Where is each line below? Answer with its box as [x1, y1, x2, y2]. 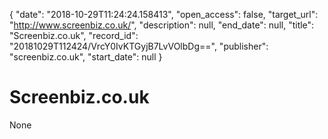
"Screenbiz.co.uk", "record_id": [9, 30, 139, 41]
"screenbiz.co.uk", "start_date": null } [9, 51, 163, 63]
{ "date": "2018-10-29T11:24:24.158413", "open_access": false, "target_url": [9, 9, 319, 20]
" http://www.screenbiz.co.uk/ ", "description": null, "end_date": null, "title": [9, 19, 315, 31]
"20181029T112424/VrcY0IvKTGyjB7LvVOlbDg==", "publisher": [9, 40, 269, 52]
